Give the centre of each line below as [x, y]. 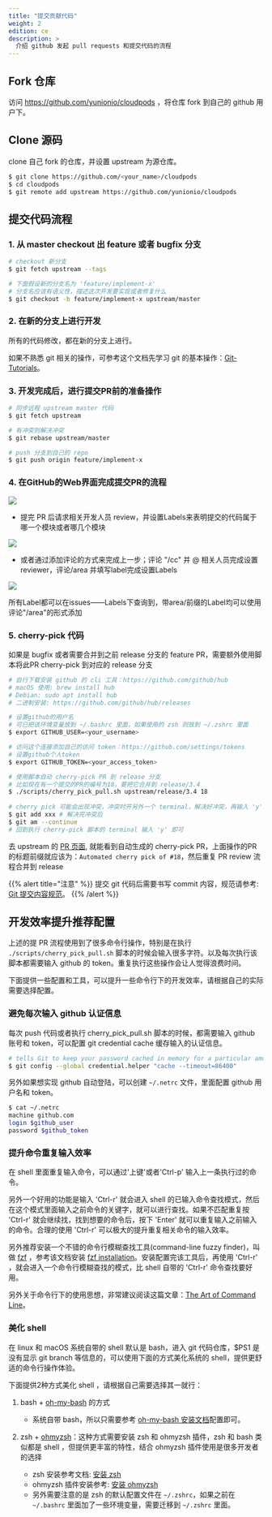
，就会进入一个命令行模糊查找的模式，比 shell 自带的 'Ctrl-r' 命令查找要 [127, 1268]
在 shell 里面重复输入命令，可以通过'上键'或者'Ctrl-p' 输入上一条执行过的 [129, 1172]
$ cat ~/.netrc [34, 1108]
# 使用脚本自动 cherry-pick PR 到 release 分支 [85, 777]
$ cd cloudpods [34, 184]
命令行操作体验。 [51, 1368]
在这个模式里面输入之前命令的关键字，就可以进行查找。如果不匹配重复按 [129, 1209]
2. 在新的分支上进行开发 [55, 321]
